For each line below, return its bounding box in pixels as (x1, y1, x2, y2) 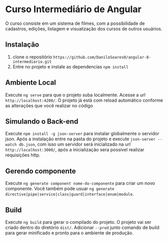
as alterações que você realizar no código (5, 102, 93, 108)
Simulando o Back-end (5, 117, 79, 126)
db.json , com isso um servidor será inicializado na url (18, 141, 131, 147)
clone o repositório (12, 54, 52, 60)
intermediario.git (12, 59, 52, 64)
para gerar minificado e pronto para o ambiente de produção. (5, 230, 133, 236)
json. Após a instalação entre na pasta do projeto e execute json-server (5, 136, 156, 142)
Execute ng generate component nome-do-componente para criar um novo (5, 180, 155, 186)
